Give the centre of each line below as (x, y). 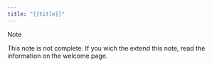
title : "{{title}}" (36, 14)
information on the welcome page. (58, 56)
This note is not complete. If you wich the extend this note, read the (106, 48)
